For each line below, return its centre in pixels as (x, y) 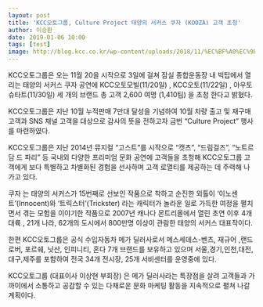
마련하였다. (33, 131)
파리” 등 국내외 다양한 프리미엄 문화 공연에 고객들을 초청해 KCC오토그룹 (133, 157)
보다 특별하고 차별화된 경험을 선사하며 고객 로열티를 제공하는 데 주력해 (135, 167)
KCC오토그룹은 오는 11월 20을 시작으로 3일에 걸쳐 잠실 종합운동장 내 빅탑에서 (126, 75)
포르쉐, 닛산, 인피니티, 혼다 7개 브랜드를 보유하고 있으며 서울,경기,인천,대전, (139, 249)
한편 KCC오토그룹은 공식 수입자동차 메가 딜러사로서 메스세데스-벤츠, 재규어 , (124, 239)
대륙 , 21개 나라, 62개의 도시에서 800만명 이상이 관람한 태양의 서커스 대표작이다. (130, 223)
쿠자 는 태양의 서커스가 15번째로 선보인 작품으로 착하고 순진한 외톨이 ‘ (113, 193)
